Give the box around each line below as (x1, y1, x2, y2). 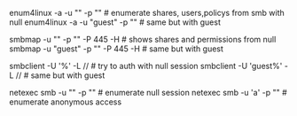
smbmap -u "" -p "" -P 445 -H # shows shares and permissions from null (9, 35, 277, 44)
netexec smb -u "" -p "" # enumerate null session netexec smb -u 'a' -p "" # (9, 88, 288, 97)
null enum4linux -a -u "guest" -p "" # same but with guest (9, 17, 222, 27)
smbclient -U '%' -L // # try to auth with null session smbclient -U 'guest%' (9, 61, 283, 71)
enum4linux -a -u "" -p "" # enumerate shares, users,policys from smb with (9, 8, 285, 18)
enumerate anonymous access (9, 97, 122, 107)
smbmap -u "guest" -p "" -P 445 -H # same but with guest (9, 43, 224, 54)
